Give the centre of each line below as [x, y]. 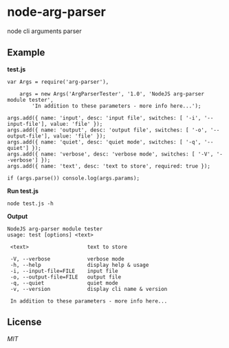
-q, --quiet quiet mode [64, 283]
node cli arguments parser [44, 31]
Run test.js [23, 191]
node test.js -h [30, 204]
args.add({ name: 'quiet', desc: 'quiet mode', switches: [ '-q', [104, 142]
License [24, 322]
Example [26, 53]
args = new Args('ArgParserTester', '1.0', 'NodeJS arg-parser [112, 94]
